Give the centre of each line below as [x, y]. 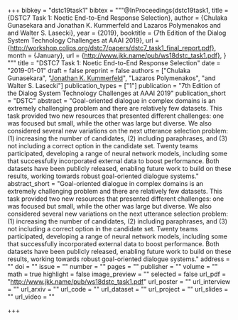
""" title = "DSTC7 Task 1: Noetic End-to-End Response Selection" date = [114, 63]
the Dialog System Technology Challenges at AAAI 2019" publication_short [117, 93]
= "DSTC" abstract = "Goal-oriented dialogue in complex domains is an [112, 101]
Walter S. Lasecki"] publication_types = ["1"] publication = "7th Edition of [114, 85]
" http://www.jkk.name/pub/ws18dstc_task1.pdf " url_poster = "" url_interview [119, 282]
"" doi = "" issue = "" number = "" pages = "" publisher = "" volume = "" [113, 266]
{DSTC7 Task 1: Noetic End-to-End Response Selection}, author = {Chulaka [118, 18]
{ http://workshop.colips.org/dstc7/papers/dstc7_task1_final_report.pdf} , [112, 48]
